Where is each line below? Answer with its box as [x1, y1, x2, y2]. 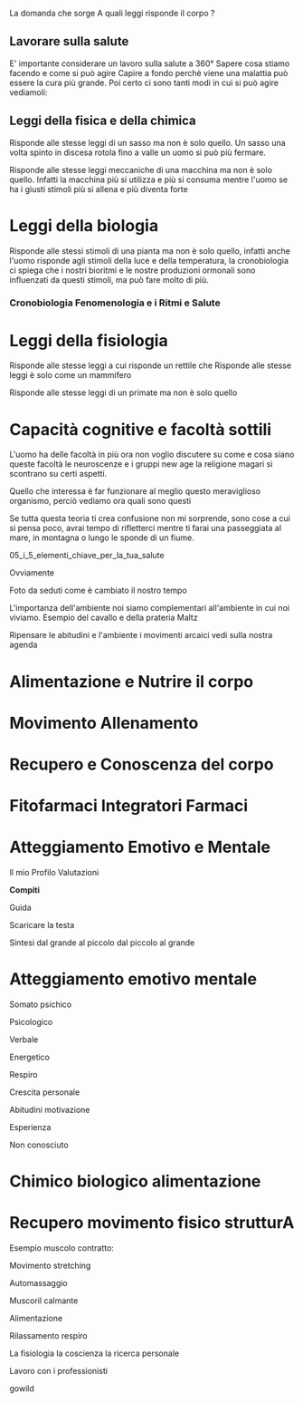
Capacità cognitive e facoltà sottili [9, 419, 272, 440]
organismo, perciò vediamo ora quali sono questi [9, 496, 192, 507]
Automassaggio [9, 1278, 68, 1289]
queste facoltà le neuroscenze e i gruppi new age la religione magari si [9, 459, 273, 469]
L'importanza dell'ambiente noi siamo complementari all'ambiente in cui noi [9, 603, 290, 614]
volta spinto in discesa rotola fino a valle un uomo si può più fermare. [9, 147, 267, 158]
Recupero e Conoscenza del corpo [9, 754, 274, 774]
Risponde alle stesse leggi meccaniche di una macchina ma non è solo [9, 164, 273, 175]
